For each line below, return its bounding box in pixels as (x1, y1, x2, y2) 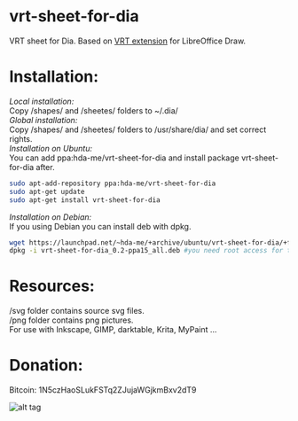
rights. (9, 133, 33, 144)
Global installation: (9, 114, 78, 125)
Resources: (9, 277, 95, 296)
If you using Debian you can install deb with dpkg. (9, 221, 192, 231)
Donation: (9, 355, 83, 376)
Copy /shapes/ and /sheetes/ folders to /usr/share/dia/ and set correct (9, 124, 267, 135)
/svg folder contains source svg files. (9, 306, 145, 316)
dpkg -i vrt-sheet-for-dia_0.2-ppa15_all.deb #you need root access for (9, 246, 284, 255)
